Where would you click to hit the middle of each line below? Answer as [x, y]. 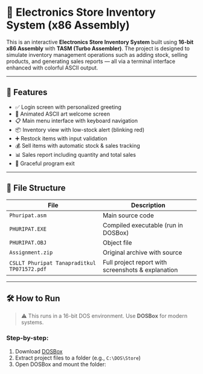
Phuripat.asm [28, 215]
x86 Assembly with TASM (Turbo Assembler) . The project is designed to [98, 48]
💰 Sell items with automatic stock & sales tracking [77, 145]
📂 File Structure [36, 188]
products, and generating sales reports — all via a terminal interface [91, 61]
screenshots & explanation [140, 270]
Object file [117, 243]
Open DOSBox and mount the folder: [60, 364]
